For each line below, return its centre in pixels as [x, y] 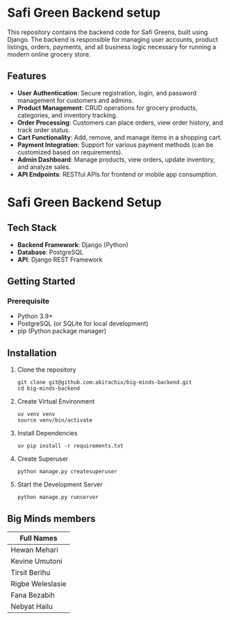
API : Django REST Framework [60, 260]
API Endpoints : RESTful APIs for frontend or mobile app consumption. [117, 174]
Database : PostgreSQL [50, 252]
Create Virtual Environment [56, 402]
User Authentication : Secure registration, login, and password [107, 93]
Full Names [39, 539]
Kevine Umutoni [36, 562]
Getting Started [41, 281]
